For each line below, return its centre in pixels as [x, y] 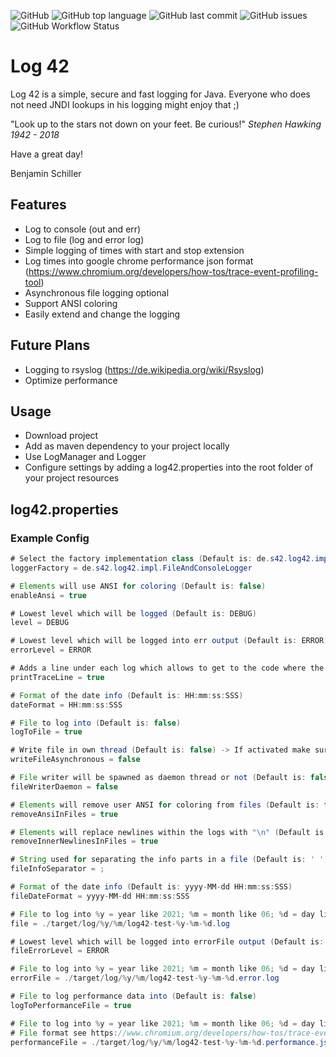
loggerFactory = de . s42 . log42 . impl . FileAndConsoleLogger [131, 568]
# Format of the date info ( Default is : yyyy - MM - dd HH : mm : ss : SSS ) [151, 887]
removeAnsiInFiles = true [64, 814]
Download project [61, 436]
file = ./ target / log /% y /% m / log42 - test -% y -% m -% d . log [120, 923]
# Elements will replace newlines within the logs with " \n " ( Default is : [169, 832]
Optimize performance [71, 380]
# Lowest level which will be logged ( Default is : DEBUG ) [133, 613]
